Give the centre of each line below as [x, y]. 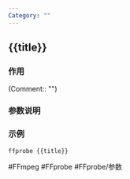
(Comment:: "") [33, 89]
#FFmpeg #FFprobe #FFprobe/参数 [65, 167]
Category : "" [30, 15]
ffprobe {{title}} [38, 151]
